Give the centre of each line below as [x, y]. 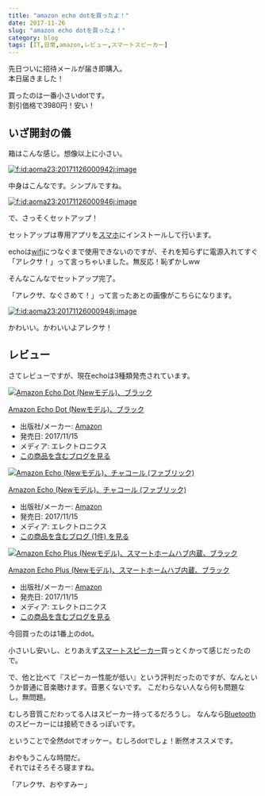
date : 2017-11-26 [37, 23]
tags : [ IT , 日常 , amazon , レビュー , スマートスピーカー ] [88, 45]
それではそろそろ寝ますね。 [54, 767]
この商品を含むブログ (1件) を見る [74, 536]
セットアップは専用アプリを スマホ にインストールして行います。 [112, 234]
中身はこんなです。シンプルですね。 [67, 185]
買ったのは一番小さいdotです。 [59, 95]
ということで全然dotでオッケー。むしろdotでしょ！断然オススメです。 [123, 740]
